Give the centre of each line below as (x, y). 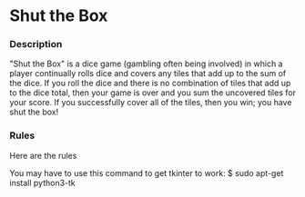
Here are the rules (43, 155)
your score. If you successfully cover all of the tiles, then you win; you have (151, 103)
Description (36, 44)
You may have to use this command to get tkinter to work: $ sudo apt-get (147, 172)
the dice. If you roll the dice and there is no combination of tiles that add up (150, 84)
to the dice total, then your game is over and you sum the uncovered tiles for (152, 93)
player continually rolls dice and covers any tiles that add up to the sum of (148, 74)
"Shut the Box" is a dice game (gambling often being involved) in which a (146, 64)
